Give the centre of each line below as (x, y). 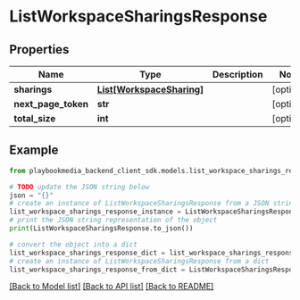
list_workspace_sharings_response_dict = (87, 253)
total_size (35, 118)
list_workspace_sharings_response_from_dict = (97, 270)
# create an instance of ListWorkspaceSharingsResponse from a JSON (139, 204)
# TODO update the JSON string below (79, 187)
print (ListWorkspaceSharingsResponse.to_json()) (101, 229)
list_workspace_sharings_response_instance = (95, 212)
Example (34, 150)
